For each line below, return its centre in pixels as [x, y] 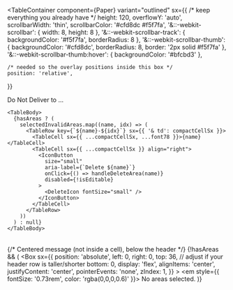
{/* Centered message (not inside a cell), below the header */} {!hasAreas [113, 249]
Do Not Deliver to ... [36, 100]
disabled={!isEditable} [79, 180]
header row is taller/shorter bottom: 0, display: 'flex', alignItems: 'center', [111, 264]
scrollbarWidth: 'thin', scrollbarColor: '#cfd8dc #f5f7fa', [87, 25]
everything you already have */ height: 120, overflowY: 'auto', [95, 17]
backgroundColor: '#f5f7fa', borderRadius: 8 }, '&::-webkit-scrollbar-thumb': [116, 40]
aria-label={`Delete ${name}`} [90, 167]
